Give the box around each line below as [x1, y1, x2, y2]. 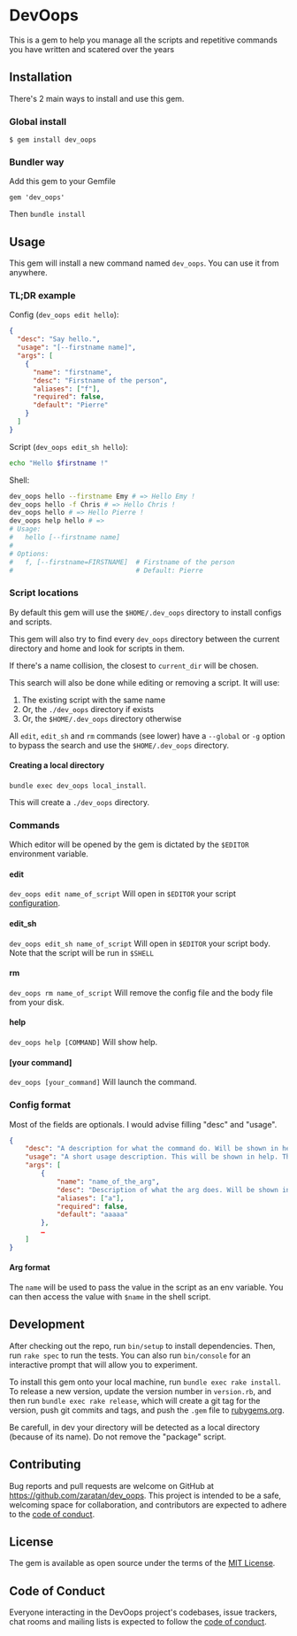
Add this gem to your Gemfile [9, 176, 117, 187]
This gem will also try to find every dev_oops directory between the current [9, 633, 280, 644]
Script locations [9, 586, 80, 599]
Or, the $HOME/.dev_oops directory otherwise [21, 713, 182, 724]
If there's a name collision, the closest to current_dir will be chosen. [9, 660, 259, 671]
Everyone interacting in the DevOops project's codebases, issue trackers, [9, 1607, 278, 1617]
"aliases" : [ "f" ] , [32, 384, 101, 393]
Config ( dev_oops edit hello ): [9, 309, 119, 320]
